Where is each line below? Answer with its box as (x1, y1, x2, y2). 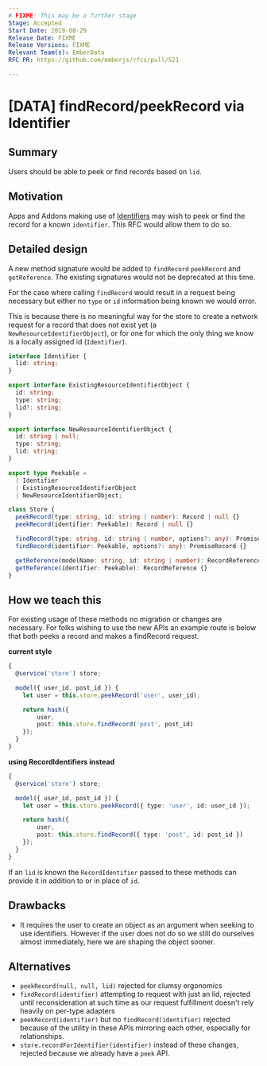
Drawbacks (8, 899, 66, 912)
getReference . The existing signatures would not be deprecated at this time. (8, 272, 256, 282)
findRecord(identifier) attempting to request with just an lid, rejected (19, 990, 251, 999)
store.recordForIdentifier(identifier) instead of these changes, (19, 1040, 239, 1050)
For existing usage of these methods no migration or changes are (8, 614, 222, 624)
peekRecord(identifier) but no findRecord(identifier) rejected (19, 1015, 230, 1025)
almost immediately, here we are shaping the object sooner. (19, 936, 216, 947)
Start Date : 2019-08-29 (8, 26, 87, 34)
